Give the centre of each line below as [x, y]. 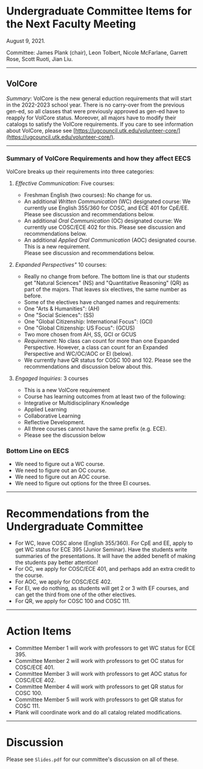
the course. [29, 575]
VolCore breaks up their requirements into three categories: [80, 171]
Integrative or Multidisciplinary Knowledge [77, 403]
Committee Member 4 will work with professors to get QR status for [99, 687]
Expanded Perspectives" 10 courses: [61, 265]
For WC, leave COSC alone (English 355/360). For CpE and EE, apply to [104, 543]
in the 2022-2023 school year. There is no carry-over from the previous [95, 105]
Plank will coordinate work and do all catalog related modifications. [98, 713]
